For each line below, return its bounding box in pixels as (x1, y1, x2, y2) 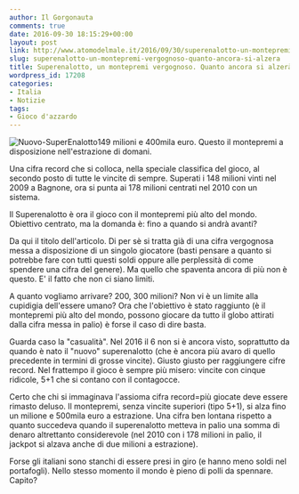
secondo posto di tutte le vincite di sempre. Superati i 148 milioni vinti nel (9, 173, 277, 183)
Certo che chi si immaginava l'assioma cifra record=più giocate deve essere (9, 392, 288, 402)
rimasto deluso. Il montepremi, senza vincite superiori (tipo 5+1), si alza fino (9, 401, 287, 412)
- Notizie (9, 95, 46, 105)
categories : (9, 79, 53, 88)
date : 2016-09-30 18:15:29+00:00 (9, 29, 133, 38)
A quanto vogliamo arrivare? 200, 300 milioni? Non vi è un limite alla (9, 291, 259, 302)
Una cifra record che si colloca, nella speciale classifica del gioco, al (9, 164, 260, 174)
